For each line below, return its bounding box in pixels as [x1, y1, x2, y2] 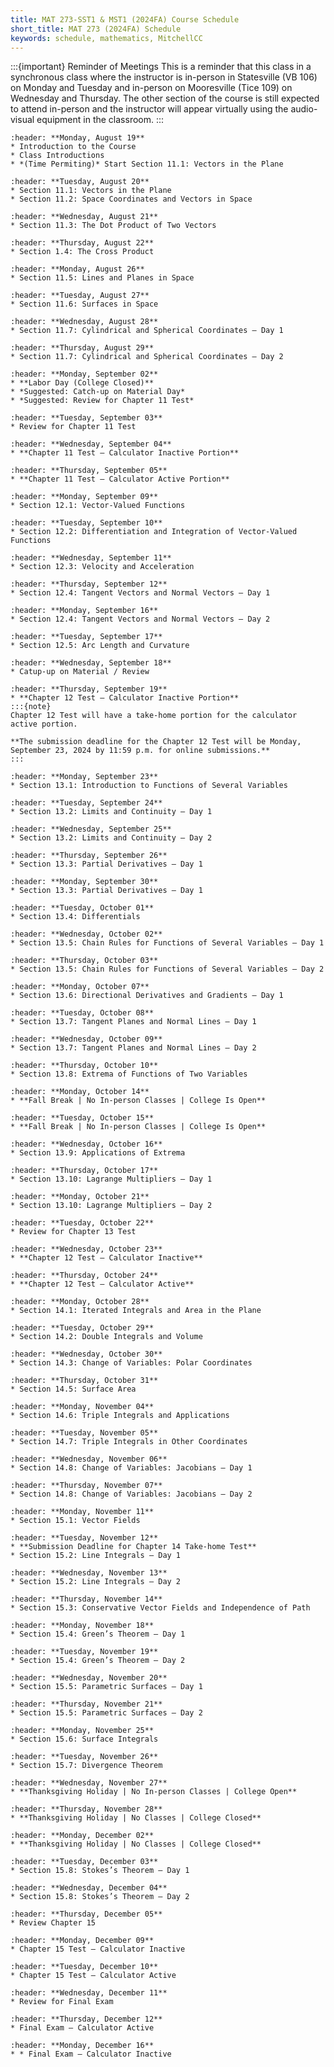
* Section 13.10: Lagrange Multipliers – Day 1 [10, 1174, 213, 1185]
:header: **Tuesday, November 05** [10, 1428, 159, 1438]
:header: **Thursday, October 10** [10, 1061, 159, 1071]
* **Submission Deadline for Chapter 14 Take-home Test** [10, 1542, 257, 1552]
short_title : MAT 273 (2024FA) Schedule [10, 24, 182, 34]
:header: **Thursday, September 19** [10, 684, 168, 695]
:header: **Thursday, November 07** [10, 1481, 163, 1491]
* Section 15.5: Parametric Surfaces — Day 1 [10, 1682, 203, 1692]
